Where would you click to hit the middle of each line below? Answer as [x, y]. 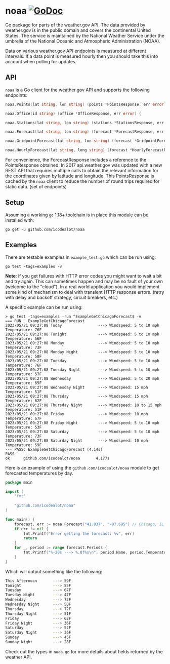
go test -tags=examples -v [34, 266]
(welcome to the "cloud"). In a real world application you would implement [82, 287]
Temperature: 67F [24, 418]
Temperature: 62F [24, 401]
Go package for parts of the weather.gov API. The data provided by [75, 25]
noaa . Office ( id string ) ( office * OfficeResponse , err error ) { [73, 113]
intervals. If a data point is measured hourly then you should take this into [82, 56]
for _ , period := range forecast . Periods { [61, 548]
